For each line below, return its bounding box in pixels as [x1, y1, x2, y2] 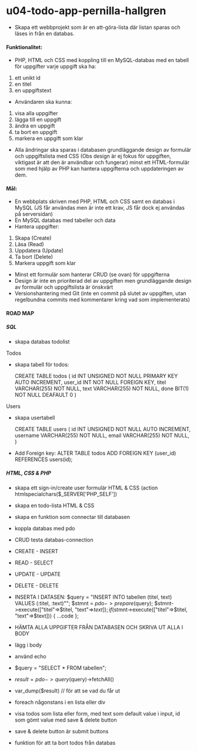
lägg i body [14, 641, 42, 648]
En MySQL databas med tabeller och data [14, 217, 116, 224]
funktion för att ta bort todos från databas [14, 739, 116, 746]
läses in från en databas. [14, 30, 75, 37]
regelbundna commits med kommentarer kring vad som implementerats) [14, 296, 191, 303]
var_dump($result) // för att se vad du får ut [14, 687, 121, 694]
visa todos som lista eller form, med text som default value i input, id [14, 710, 181, 717]
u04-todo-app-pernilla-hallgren [6, 4, 166, 18]
